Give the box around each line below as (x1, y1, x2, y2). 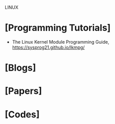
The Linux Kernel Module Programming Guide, (12, 39, 109, 45)
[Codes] (5, 109, 40, 120)
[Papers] (5, 85, 42, 97)
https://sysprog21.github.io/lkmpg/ (12, 44, 85, 50)
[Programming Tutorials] (5, 22, 111, 34)
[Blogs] (5, 62, 36, 74)
